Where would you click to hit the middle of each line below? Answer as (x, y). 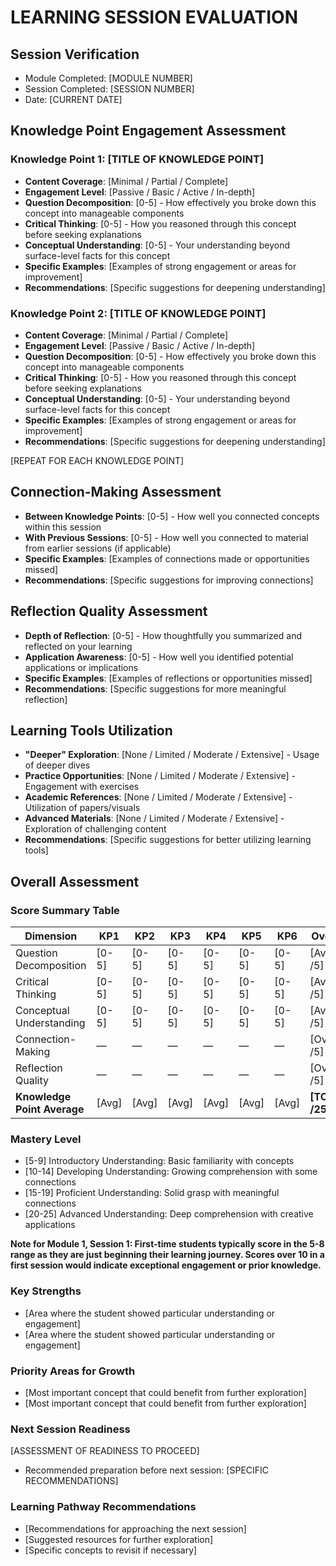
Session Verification (75, 54)
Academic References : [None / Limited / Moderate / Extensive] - (158, 797)
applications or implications (81, 667)
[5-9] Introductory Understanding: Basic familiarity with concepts (159, 1161)
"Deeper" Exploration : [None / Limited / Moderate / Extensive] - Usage (172, 755)
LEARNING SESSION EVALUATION (154, 17)
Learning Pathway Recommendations (103, 1507)
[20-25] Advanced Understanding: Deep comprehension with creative (169, 1214)
